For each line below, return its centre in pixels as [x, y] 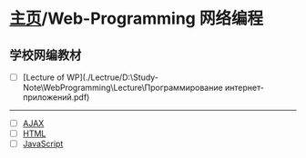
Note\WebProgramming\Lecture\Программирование [122, 88]
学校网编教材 [46, 55]
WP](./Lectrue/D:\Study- [113, 77]
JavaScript [43, 144]
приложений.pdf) [56, 97]
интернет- [244, 88]
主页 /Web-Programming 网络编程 [137, 19]
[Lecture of [44, 77]
